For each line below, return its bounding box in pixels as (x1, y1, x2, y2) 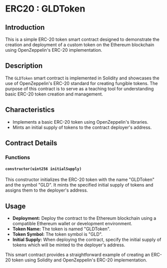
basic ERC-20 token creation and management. (5, 91, 103, 97)
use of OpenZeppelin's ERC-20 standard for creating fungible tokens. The (5, 80, 158, 86)
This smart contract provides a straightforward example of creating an (5, 251, 150, 257)
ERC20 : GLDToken (5, 3, 85, 15)
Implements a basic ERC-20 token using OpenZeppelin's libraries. (12, 119, 149, 125)
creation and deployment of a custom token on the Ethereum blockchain (5, 42, 154, 48)
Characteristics (5, 106, 55, 114)
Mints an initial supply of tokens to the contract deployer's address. (12, 124, 152, 130)
